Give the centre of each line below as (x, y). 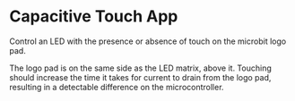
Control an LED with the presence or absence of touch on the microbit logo (148, 41)
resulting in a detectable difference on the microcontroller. (117, 87)
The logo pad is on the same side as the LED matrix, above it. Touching (140, 68)
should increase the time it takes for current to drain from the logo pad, (140, 77)
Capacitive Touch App (94, 17)
